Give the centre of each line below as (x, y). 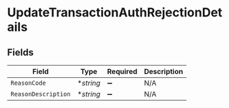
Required (122, 71)
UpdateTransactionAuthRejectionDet (115, 13)
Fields (21, 52)
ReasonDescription (41, 94)
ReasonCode (28, 83)
